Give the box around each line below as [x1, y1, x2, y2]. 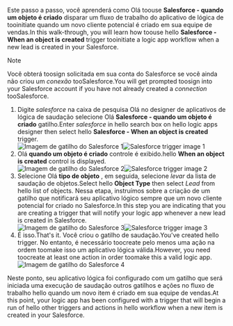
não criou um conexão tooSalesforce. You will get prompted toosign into [7, 77, 213, 85]
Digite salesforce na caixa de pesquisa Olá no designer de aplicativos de [17, 106, 226, 113]
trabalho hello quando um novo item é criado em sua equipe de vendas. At [7, 288, 219, 297]
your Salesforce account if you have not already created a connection [7, 85, 207, 92]
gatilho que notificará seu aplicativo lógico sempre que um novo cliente [17, 194, 223, 202]
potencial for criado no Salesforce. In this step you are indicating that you [17, 202, 226, 209]
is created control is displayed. [17, 157, 106, 165]
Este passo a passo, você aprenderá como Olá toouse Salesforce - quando [7, 6, 224, 14]
